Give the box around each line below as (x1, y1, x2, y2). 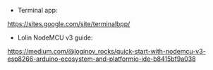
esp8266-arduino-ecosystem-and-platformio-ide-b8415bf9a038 (7, 54, 196, 63)
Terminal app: (17, 6, 58, 14)
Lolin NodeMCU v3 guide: (17, 33, 93, 42)
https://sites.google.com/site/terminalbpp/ (7, 20, 130, 28)
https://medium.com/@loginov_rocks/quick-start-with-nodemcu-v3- (7, 47, 206, 55)
